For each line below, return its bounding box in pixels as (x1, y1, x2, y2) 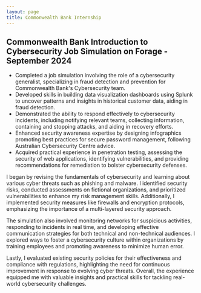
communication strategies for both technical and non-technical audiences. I (6, 230, 196, 237)
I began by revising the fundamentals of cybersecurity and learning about (6, 173, 190, 181)
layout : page (6, 8, 39, 15)
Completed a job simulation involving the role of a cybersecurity (15, 72, 175, 79)
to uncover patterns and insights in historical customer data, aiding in (15, 97, 188, 105)
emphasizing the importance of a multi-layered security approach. (6, 205, 172, 213)
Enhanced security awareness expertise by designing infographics (15, 129, 182, 137)
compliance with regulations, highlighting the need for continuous (6, 261, 170, 268)
